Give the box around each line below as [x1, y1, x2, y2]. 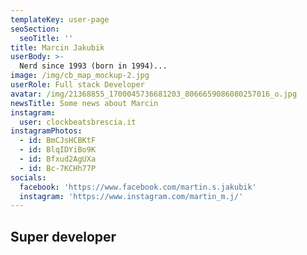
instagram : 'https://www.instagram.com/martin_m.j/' [19, 191, 244, 201]
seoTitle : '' [19, 33, 74, 43]
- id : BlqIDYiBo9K [19, 145, 97, 155]
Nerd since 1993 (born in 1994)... [19, 61, 168, 71]
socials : [10, 172, 47, 183]
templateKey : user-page [10, 14, 110, 25]
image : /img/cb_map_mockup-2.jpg [10, 71, 150, 81]
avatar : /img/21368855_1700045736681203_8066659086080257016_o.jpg [10, 89, 298, 99]
